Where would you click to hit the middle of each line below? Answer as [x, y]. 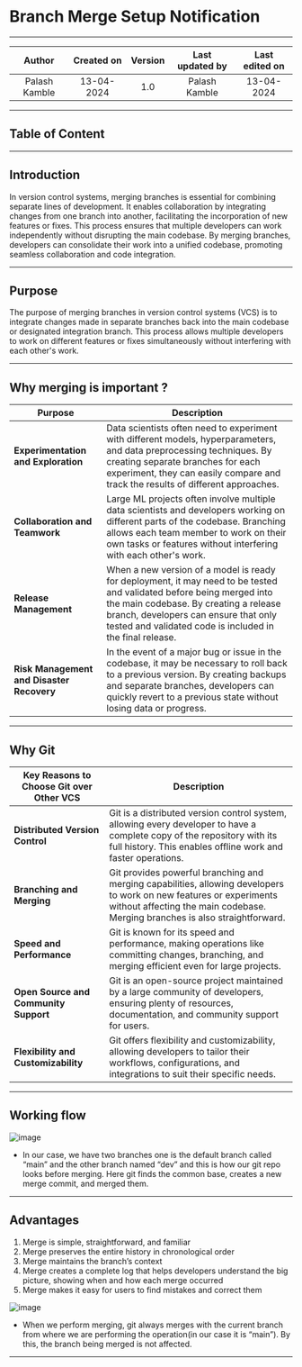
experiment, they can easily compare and [194, 473]
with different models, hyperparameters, [191, 439]
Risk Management [53, 669]
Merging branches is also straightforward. [197, 918]
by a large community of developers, [187, 992]
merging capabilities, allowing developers [197, 884]
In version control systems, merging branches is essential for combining [143, 196]
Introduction [45, 175]
